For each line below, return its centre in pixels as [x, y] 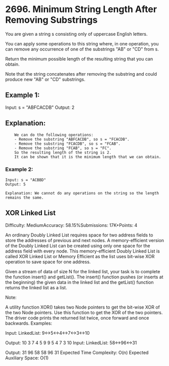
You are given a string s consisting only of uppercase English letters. [76, 34]
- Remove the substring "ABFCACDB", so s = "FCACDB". [72, 139]
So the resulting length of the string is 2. [63, 152]
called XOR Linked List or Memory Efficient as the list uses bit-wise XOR [80, 256]
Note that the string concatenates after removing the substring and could [81, 74]
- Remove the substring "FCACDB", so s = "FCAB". [68, 144]
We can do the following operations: [54, 135]
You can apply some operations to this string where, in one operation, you [82, 43]
